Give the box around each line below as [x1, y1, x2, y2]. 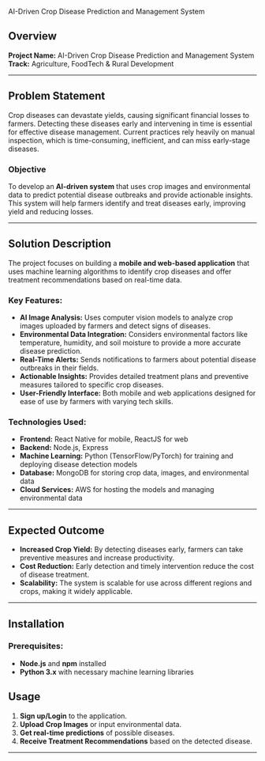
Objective [8, 164, 47, 175]
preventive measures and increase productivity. [19, 553, 175, 562]
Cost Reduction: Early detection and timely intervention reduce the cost [19, 562, 255, 571]
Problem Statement [8, 89, 106, 103]
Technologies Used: [8, 416, 87, 427]
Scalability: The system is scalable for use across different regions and [19, 578, 252, 588]
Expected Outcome [8, 524, 105, 537]
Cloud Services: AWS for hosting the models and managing [19, 485, 215, 494]
